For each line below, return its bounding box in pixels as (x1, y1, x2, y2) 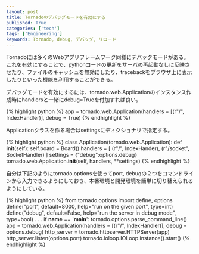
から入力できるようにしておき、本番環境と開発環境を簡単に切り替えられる (11, 177, 194, 184)
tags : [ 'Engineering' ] (6, 31, 63, 37)
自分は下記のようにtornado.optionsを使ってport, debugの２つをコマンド (6, 170, 184, 176)
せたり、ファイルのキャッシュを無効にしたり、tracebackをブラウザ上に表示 (6, 69, 192, 75)
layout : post (6, 8, 39, 15)
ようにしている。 (6, 185, 48, 191)
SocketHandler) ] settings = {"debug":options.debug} (6, 151, 138, 158)
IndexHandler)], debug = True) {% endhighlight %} (6, 114, 131, 121)
